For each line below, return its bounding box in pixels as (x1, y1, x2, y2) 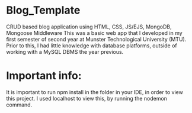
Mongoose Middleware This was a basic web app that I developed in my (6, 29, 183, 36)
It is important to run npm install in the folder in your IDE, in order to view (6, 88, 184, 95)
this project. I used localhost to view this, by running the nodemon (6, 95, 168, 102)
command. (6, 101, 33, 108)
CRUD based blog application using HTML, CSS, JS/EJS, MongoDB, (6, 23, 172, 30)
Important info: (6, 69, 82, 83)
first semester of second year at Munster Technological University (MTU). (6, 35, 187, 43)
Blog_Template (6, 4, 81, 17)
